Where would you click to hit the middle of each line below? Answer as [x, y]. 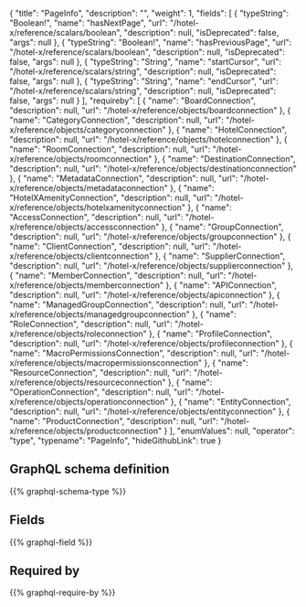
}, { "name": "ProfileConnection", [211, 334]
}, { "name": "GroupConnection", [222, 227]
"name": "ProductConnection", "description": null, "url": [114, 421]
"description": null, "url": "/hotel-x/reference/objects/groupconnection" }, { [150, 236]
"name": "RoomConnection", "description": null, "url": [110, 149]
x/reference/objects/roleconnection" [79, 334]
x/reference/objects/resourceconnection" [88, 382]
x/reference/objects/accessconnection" [84, 227]
